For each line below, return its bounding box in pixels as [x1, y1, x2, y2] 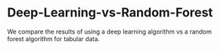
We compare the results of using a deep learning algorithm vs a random [7, 27, 212, 36]
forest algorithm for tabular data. [7, 34, 100, 42]
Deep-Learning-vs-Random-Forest [7, 5, 213, 21]
